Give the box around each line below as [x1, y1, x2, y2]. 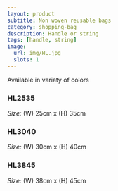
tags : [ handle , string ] [7, 37, 77, 44]
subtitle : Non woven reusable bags [7, 17, 112, 24]
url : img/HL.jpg [13, 50, 61, 57]
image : [7, 43, 27, 50]
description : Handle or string [7, 30, 99, 37]
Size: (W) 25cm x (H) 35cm [7, 109, 86, 118]
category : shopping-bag [7, 23, 77, 30]
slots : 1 [13, 56, 39, 63]
